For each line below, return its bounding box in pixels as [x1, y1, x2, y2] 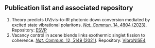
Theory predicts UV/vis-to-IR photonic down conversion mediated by [11, 16, 150, 22]
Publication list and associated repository [4, 4, 133, 12]
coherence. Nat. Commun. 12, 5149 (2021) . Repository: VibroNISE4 [11, 37, 146, 43]
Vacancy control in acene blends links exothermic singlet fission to [11, 32, 145, 38]
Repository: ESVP [11, 27, 47, 33]
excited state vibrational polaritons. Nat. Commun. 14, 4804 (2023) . [11, 22, 147, 28]
